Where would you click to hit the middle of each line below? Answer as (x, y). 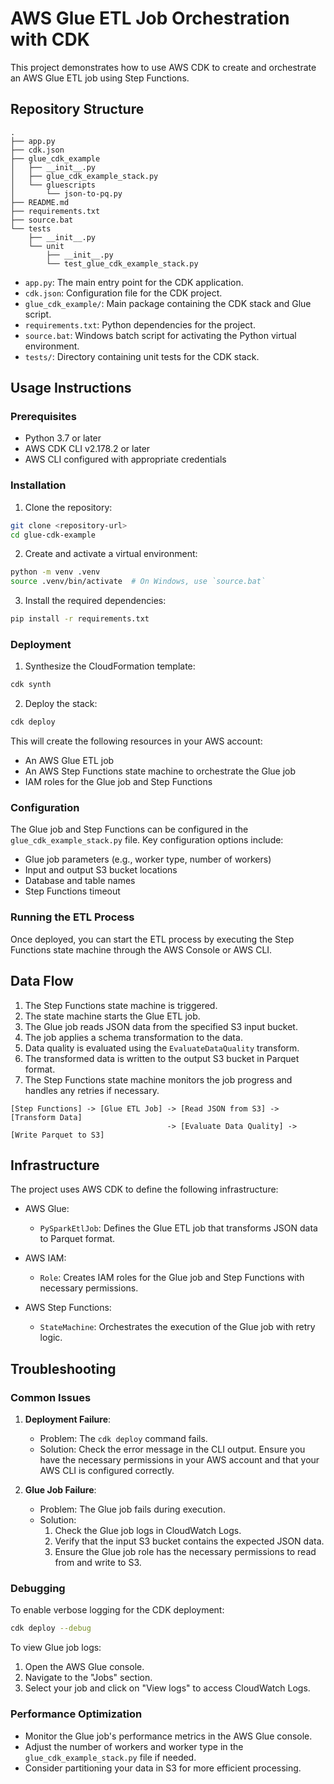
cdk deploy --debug (51, 1628)
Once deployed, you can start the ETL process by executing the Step (152, 939)
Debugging (38, 1588)
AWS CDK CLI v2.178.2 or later (87, 449)
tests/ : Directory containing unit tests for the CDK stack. (142, 356)
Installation (38, 485)
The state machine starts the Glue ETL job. (112, 1016)
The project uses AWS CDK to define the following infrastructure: (144, 1189)
